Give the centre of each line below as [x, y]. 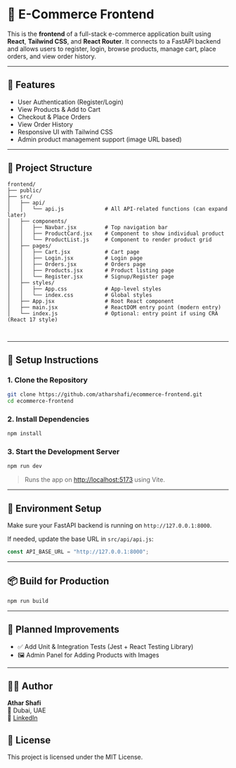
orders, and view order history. [52, 56]
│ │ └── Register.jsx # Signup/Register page [91, 276]
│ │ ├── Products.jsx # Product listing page [91, 270]
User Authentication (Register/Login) [71, 102]
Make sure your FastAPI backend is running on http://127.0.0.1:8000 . [110, 525]
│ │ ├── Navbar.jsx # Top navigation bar [88, 227]
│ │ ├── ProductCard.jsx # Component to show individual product [116, 233]
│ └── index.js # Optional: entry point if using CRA [113, 313]
